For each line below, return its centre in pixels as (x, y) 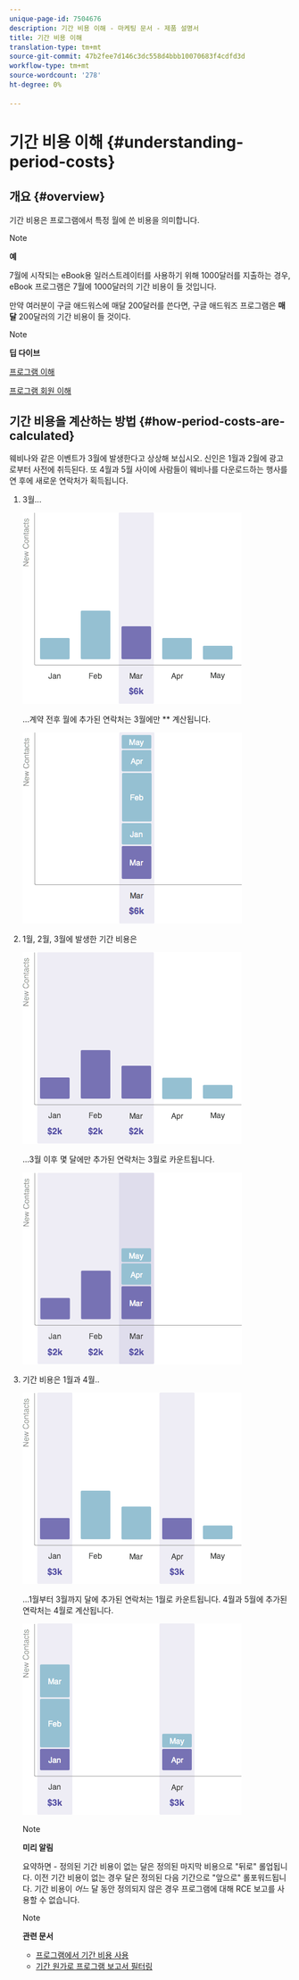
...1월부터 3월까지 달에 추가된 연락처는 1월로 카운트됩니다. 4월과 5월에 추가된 (154, 1599)
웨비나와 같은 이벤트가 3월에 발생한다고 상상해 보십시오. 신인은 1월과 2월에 (138, 459)
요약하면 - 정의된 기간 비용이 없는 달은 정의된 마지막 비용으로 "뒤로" (139, 1867)
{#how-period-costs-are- (212, 422)
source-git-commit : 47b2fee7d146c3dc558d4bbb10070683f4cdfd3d (127, 57)
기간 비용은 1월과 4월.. (61, 1379)
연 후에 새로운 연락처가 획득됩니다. (69, 481)
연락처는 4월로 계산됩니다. (68, 1611)
